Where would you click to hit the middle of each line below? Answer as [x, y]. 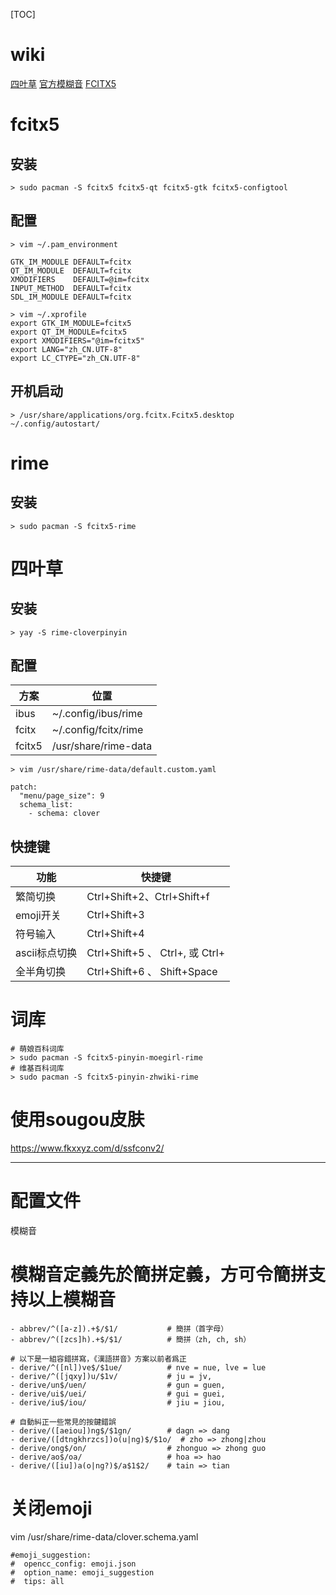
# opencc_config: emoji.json [73, 1564]
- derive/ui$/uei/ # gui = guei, [118, 1394]
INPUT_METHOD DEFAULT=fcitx [71, 288]
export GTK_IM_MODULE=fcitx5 [71, 323]
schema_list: [46, 805]
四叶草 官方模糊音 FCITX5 [63, 83]
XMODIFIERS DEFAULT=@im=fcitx [80, 279]
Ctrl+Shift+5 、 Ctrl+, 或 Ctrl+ [156, 953]
